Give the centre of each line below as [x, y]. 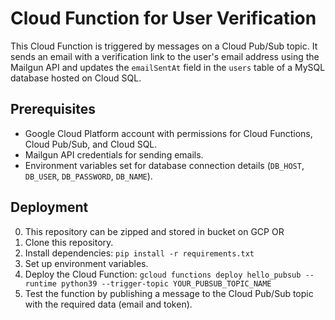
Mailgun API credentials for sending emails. [114, 154]
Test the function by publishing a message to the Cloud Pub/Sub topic [169, 293]
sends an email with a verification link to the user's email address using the [165, 56]
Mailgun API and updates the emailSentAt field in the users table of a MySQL [168, 67]
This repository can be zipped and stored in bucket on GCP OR [154, 231]
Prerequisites [53, 109]
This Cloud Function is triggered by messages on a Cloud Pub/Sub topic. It [164, 46]
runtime [40, 283]
